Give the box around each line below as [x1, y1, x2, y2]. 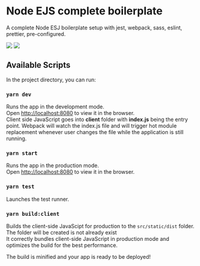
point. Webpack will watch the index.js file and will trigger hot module [6, 122, 177, 129]
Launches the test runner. [6, 195, 70, 202]
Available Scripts [6, 60, 70, 70]
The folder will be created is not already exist [6, 229, 118, 236]
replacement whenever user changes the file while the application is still [6, 129, 184, 136]
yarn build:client [6, 210, 60, 217]
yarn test [6, 183, 35, 190]
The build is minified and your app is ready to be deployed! [6, 253, 151, 260]
